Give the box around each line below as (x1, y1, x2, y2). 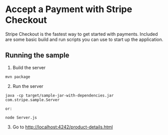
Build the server (12, 64, 46, 70)
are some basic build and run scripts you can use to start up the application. (5, 36, 163, 42)
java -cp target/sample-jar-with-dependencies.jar (5, 93, 114, 98)
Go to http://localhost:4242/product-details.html (12, 124, 113, 130)
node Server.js (5, 115, 37, 120)
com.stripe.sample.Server (5, 97, 60, 102)
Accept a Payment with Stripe (5, 4, 133, 15)
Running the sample (5, 51, 70, 60)
